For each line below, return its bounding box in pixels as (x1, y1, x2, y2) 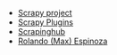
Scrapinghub (17, 27, 65, 36)
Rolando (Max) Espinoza (17, 35, 108, 46)
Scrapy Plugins (17, 17, 74, 27)
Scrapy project (17, 8, 73, 18)
